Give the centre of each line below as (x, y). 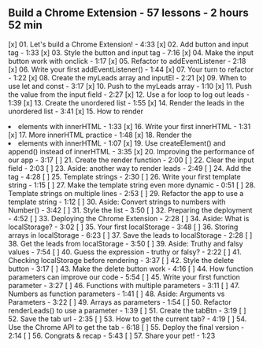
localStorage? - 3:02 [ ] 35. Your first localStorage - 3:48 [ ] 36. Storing (123, 227)
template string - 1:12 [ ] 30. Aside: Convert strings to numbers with (117, 202)
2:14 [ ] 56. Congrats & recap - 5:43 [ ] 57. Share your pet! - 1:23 (112, 335)
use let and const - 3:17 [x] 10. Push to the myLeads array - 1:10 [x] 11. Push (130, 86)
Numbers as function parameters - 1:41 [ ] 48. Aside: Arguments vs (117, 294)
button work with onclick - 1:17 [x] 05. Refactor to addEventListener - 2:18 (127, 61)
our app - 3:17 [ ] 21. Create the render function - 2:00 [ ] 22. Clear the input (131, 160)
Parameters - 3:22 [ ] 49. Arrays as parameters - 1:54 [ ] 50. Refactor (120, 302)
